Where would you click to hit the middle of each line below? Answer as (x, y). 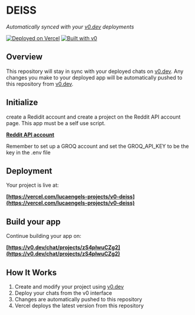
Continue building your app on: (44, 236)
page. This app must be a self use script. (56, 123)
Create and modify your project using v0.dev (69, 287)
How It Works (32, 273)
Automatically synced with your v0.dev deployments (70, 27)
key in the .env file (28, 152)
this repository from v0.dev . (40, 84)
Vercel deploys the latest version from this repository (79, 306)
